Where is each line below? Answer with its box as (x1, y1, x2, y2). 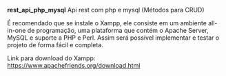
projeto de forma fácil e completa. (7, 41, 103, 49)
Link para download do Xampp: (7, 54, 96, 62)
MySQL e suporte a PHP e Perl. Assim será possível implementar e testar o (7, 34, 220, 42)
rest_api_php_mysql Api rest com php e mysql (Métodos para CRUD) (7, 6, 205, 14)
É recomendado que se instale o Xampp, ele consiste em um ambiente (7, 19, 207, 27)
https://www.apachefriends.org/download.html (7, 62, 141, 69)
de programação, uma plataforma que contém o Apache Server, (27, 27, 209, 34)
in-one (7, 27, 26, 34)
